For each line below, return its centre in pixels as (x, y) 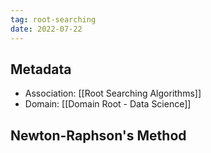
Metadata (41, 69)
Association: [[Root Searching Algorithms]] (113, 93)
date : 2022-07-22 (46, 29)
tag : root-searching (53, 19)
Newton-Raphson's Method (98, 135)
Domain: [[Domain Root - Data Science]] (108, 104)
